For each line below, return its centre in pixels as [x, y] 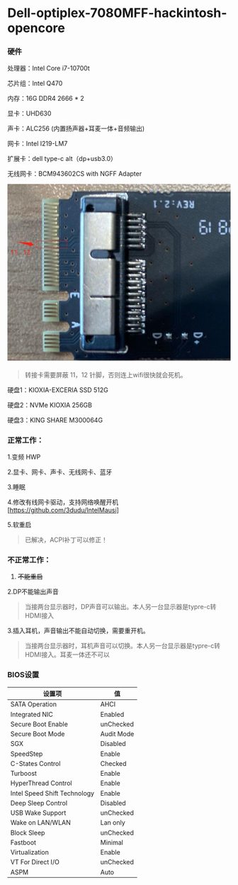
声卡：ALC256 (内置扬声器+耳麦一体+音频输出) [76, 128]
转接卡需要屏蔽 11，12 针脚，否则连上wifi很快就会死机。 [106, 374]
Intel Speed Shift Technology [52, 793]
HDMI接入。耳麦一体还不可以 [67, 655]
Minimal [112, 842]
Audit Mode [117, 734]
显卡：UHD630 [29, 113]
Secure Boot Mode [38, 734]
